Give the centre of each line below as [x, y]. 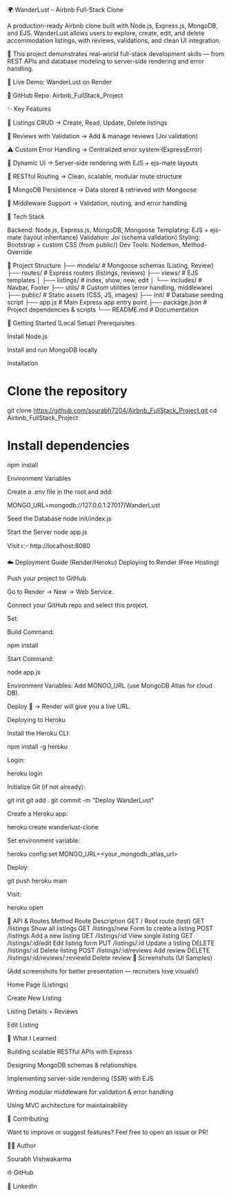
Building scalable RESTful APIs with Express [70, 1052]
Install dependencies [68, 446]
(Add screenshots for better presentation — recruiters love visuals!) [103, 971]
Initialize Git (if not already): [46, 786]
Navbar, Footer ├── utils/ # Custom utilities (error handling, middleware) [110, 287]
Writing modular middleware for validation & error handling [90, 1092]
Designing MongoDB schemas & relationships [72, 1065]
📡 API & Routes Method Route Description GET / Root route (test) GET [106, 921]
